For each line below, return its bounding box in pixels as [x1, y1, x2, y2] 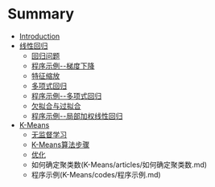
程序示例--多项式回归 [31, 91, 102, 100]
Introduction [19, 31, 60, 41]
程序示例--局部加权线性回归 [31, 111, 123, 120]
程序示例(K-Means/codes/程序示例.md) [31, 169, 162, 179]
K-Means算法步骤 [31, 140, 90, 149]
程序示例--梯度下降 [31, 61, 95, 71]
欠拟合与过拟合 [31, 101, 81, 111]
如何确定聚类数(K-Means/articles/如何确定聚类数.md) [31, 160, 207, 169]
